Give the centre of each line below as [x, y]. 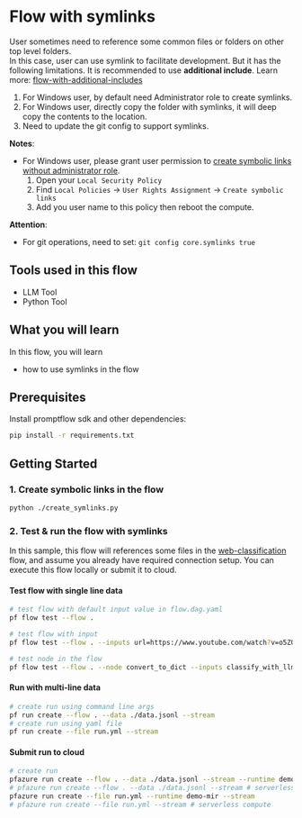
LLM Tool [40, 292]
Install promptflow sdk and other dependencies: [98, 419]
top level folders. [40, 50]
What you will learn [64, 330]
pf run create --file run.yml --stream [84, 732]
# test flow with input [54, 634]
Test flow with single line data [66, 590]
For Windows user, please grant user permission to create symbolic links [157, 160]
